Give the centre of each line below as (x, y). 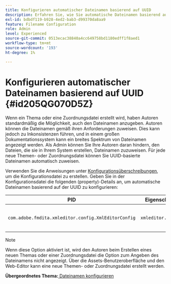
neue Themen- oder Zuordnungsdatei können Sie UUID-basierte (73, 156)
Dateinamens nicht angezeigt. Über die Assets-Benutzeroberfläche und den (85, 261)
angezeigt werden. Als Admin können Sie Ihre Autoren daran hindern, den (82, 145)
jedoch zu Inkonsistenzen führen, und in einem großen (62, 134)
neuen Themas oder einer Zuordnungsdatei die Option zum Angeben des (82, 255)
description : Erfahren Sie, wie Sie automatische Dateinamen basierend (83, 15)
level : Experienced (26, 34)
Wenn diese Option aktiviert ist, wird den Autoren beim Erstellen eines (78, 250)
